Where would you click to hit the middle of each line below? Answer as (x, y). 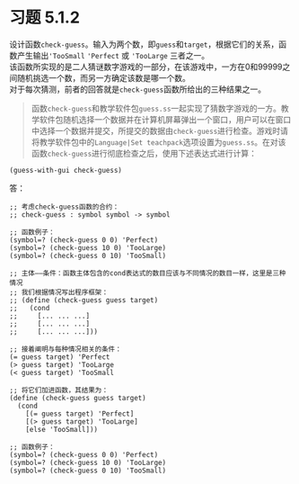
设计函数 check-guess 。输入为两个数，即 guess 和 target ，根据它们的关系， (144, 44)
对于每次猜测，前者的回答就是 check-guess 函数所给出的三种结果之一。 (138, 89)
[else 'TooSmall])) (62, 429)
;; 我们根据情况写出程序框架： (59, 292)
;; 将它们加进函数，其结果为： (59, 390)
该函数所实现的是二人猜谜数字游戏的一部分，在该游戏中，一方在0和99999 (146, 67)
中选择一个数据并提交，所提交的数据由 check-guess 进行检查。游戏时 (156, 130)
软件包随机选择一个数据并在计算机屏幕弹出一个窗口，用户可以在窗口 (165, 119)
